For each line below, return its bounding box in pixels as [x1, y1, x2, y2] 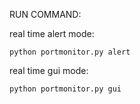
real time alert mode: [9, 28, 95, 39]
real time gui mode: [9, 65, 89, 76]
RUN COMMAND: [9, 9, 82, 20]
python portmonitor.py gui [9, 84, 122, 94]
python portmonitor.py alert [9, 47, 131, 57]
